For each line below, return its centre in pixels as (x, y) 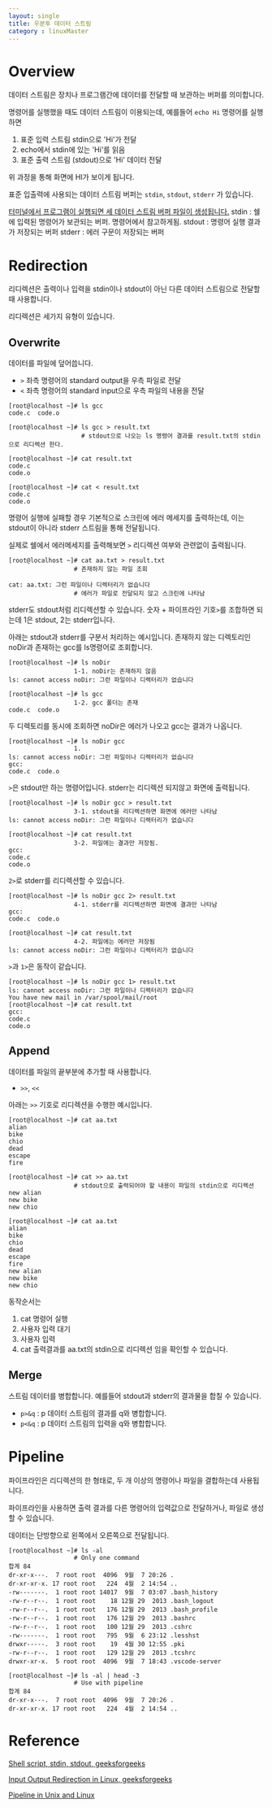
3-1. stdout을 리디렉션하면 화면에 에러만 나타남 (145, 812)
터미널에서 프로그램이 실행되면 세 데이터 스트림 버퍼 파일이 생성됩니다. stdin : (130, 211)
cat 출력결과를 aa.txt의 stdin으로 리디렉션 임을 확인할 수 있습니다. (124, 1349)
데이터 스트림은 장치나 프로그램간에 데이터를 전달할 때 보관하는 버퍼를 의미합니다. (136, 95)
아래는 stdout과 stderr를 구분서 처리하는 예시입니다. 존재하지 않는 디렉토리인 (130, 637)
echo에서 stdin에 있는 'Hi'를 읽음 (73, 150)
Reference (44, 1740)
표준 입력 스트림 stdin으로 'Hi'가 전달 (78, 140)
